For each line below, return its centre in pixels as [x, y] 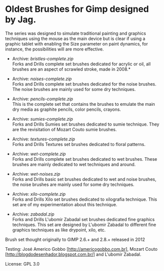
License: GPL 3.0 [22, 264]
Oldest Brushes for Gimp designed [77, 9]
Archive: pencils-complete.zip [43, 99]
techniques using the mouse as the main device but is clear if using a [75, 39]
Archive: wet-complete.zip [39, 154]
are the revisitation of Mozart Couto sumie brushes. [65, 129]
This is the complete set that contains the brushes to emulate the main [83, 104]
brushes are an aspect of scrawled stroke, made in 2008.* [71, 69]
